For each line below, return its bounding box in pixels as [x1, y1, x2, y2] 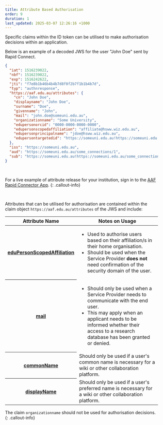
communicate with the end [87, 297, 148, 304]
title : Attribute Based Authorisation [5, 7, 83, 12]
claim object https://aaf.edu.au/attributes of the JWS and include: [5, 206, 143, 212]
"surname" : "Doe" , [14, 104, 51, 109]
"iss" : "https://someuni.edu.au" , [9, 145, 79, 150]
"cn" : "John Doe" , [14, 95, 51, 100]
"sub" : [9, 154, 23, 159]
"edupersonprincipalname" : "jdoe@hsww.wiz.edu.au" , [14, 131, 120, 136]
